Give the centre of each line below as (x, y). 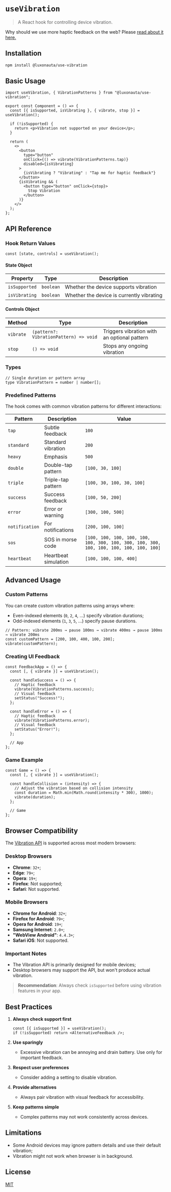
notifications (59, 530)
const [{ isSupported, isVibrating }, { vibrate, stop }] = (75, 111)
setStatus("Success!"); (40, 698)
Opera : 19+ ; (25, 878)
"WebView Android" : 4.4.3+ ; (44, 935)
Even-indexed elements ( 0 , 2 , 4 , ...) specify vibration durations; (78, 615)
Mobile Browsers (27, 902)
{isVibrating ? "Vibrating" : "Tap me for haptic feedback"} (90, 173)
